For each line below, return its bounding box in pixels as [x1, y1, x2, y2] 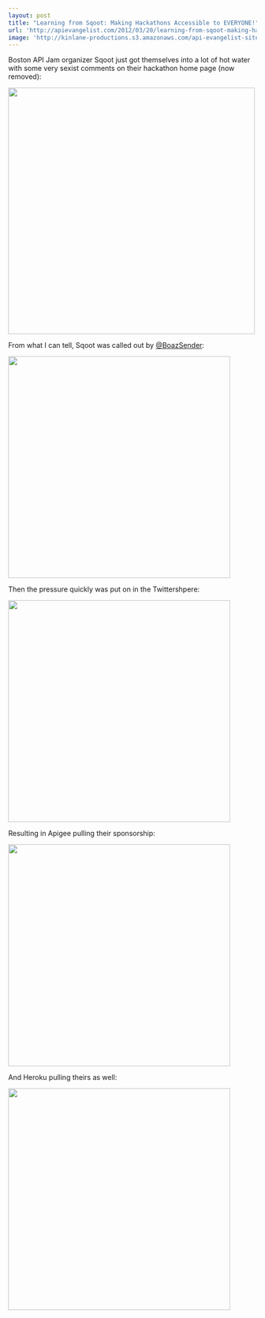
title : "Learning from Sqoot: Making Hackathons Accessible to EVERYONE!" [8, 19, 259, 27]
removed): [8, 72, 42, 81]
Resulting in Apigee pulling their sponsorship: [8, 829, 155, 838]
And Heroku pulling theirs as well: [8, 1073, 118, 1082]
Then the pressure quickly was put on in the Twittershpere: [8, 584, 200, 594]
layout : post [8, 11, 51, 20]
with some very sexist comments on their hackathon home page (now [8, 64, 235, 73]
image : [8, 33, 30, 42]
